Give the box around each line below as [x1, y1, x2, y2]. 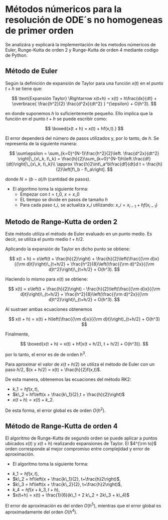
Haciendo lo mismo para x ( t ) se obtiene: [5, 276, 88, 282]
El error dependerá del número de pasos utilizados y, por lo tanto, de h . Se [5, 135, 159, 141]
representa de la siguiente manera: [5, 140, 77, 146]
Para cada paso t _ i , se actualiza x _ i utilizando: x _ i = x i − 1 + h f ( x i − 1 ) [20, 202, 158, 209]
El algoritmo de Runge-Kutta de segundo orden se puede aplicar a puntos [5, 435, 157, 441]
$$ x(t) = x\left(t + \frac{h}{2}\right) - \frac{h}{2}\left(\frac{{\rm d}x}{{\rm [8, 286, 160, 292]
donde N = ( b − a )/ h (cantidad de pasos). [5, 176, 91, 182]
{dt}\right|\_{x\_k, [6, 161, 42, 167]
